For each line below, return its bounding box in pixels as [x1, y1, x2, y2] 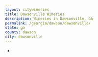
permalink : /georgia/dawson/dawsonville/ [5, 20, 91, 26]
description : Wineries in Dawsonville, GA [5, 16, 93, 21]
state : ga [5, 25, 25, 30]
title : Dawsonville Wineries [5, 12, 65, 17]
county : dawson [5, 30, 36, 35]
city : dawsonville [5, 35, 43, 39]
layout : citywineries [5, 7, 49, 12]
